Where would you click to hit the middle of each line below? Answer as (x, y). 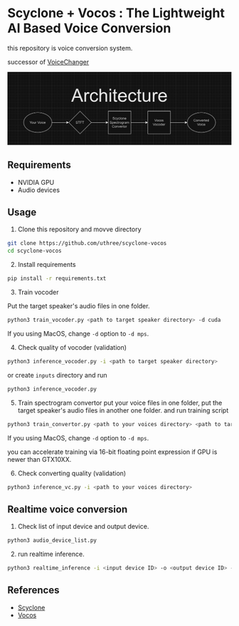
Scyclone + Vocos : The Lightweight (116, 13)
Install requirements (47, 265)
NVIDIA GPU (36, 182)
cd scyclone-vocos (34, 251)
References (33, 590)
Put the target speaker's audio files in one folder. (79, 306)
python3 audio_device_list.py (52, 540)
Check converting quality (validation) (72, 473)
